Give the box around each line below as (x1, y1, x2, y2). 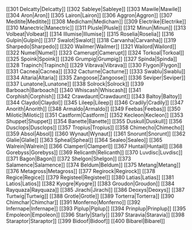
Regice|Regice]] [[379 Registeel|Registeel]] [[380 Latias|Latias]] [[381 (6, 174, 174, 181)
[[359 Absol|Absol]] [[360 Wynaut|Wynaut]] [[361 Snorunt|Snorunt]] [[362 (6, 130, 186, 137)
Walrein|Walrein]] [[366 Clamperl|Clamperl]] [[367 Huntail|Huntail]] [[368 (6, 143, 183, 150)
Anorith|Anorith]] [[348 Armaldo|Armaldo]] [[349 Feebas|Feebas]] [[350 (6, 106, 181, 112)
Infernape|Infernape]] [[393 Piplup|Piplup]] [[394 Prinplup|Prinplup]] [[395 (6, 205, 186, 212)
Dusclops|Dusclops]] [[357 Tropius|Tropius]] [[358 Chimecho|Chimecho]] (6, 124, 184, 131)
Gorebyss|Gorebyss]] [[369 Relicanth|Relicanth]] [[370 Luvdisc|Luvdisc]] (6, 149, 183, 155)
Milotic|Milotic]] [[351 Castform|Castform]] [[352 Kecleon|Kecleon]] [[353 (6, 111, 183, 119)
